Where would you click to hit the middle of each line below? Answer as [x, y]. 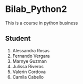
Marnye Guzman [29, 61]
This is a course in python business [42, 23]
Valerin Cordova [29, 72]
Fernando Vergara [31, 56]
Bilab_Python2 [36, 9]
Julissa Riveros [28, 66]
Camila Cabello [28, 77]
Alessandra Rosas [31, 50]
